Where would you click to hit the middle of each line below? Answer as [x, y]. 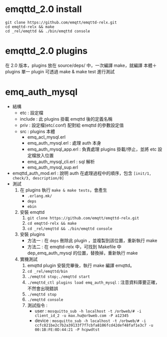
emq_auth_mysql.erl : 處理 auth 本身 [64, 143]
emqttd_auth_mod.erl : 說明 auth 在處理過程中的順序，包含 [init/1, [82, 173]
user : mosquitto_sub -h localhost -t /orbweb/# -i [88, 311]
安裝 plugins [32, 234]
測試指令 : [37, 305]
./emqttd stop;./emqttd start [59, 277]
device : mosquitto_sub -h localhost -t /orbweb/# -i [90, 321]
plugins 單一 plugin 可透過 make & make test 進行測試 [60, 71]
